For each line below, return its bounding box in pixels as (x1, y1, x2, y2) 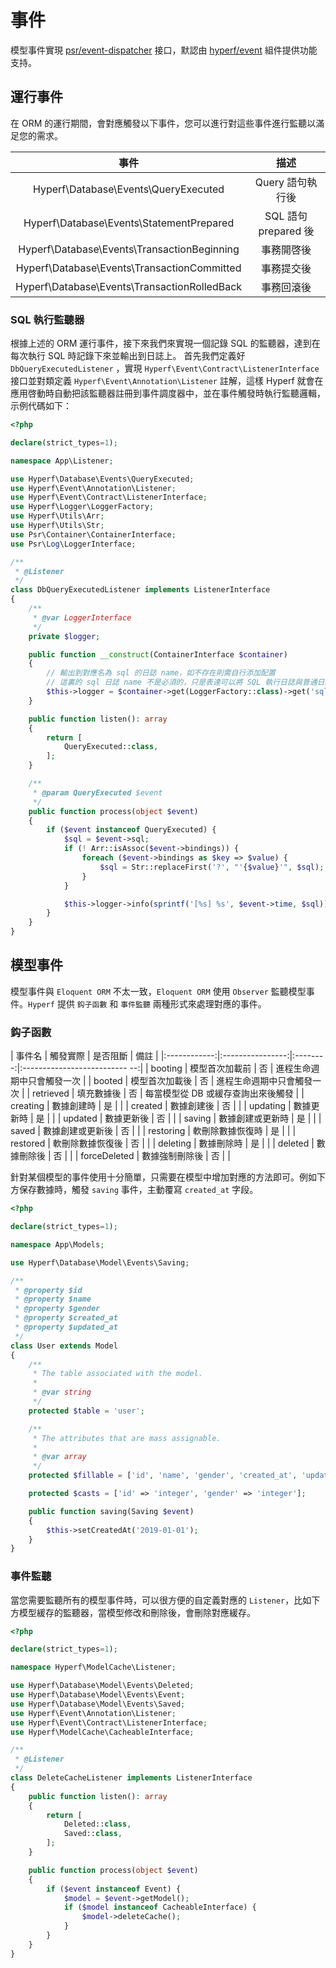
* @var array (32, 1452, 87, 1462)
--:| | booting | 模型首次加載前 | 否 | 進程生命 (129, 1062, 312, 1075)
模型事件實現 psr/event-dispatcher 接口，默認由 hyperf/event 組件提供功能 (10, 44, 318, 56)
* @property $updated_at (14, 1322, 118, 1333)
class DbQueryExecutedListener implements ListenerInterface (10, 585, 271, 595)
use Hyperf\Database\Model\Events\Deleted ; (10, 1681, 195, 1691)
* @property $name (14, 1294, 92, 1305)
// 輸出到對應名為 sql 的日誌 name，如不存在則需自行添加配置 (46, 668, 276, 678)
